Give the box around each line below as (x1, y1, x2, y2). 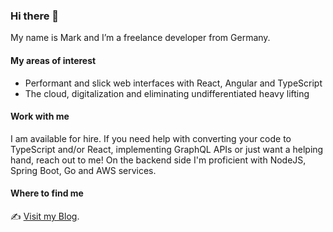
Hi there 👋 (10, 9, 60, 23)
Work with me (10, 110, 70, 123)
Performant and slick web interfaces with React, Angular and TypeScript (24, 77, 323, 89)
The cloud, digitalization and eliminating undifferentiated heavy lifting (24, 87, 310, 99)
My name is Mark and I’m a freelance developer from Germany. (10, 32, 271, 44)
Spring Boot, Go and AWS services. (10, 164, 157, 176)
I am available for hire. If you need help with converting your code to (10, 132, 292, 144)
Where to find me (10, 187, 84, 199)
